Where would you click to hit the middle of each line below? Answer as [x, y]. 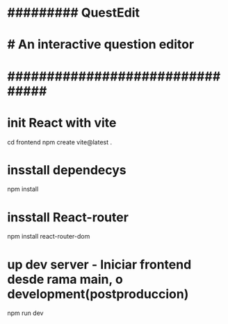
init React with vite [62, 122]
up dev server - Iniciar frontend [99, 264]
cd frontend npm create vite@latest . [60, 142]
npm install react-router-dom [49, 237]
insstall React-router [68, 217]
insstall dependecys [67, 170]
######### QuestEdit [74, 13]
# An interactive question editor [101, 45]
